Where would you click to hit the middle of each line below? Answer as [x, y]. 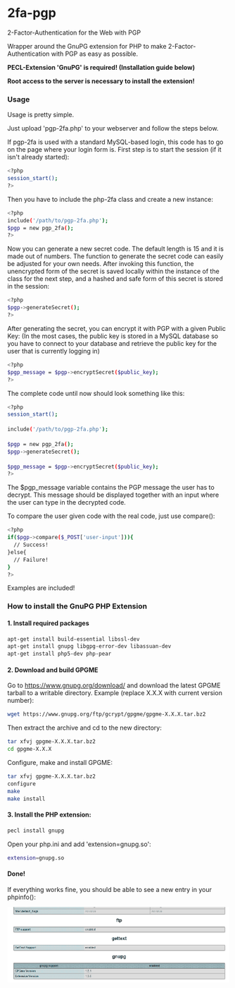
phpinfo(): [22, 897]
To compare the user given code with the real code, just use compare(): [111, 516]
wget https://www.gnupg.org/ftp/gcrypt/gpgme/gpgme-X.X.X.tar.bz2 [107, 714]
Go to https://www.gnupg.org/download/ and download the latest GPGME [114, 685]
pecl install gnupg [36, 831]
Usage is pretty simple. [41, 115]
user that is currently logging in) [53, 351]
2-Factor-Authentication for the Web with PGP [74, 32]
